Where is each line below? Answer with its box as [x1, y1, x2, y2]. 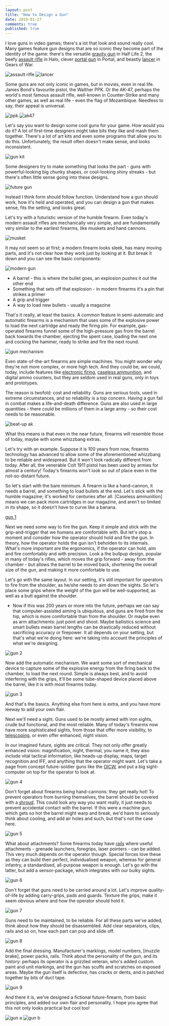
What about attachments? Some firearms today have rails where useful [5, 841, 153, 847]
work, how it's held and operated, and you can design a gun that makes [5, 199, 154, 206]
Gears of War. [5, 62, 34, 68]
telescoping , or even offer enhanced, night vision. [5, 732, 108, 738]
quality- [148, 887, 165, 893]
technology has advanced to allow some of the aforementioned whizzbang [5, 452, 161, 458]
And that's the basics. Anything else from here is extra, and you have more [5, 701, 160, 707]
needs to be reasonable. [5, 411, 56, 418]
